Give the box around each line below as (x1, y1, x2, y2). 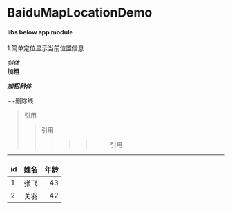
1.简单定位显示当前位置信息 (7, 44, 84, 52)
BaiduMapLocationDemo (7, 5, 153, 21)
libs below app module (7, 28, 74, 36)
